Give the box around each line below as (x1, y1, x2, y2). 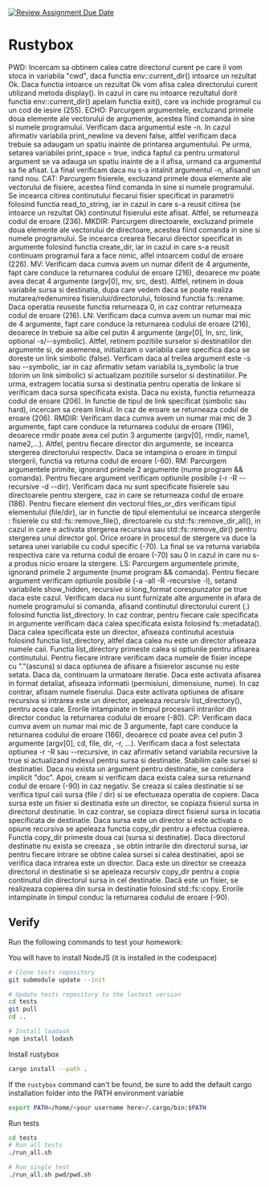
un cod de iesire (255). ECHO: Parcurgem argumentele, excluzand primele (8, 105, 254, 114)
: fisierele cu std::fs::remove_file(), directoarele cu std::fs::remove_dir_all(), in (8, 515, 261, 525)
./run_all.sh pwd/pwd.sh (8, 1171, 92, 1179)
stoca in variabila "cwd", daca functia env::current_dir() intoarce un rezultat (8, 71, 257, 81)
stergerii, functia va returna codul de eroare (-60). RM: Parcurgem (8, 456, 227, 465)
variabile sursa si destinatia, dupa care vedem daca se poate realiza (8, 284, 233, 294)
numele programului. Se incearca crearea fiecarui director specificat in (8, 234, 243, 243)
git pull (8, 1005, 38, 1014)
